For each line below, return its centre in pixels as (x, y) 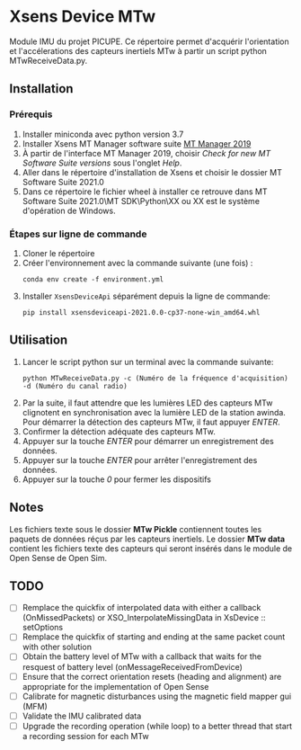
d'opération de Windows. (69, 210)
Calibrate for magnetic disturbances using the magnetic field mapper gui (157, 696)
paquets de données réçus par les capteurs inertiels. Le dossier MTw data (147, 539)
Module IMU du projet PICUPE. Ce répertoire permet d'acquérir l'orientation (149, 41)
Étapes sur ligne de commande (78, 234)
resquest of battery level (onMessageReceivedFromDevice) (132, 666)
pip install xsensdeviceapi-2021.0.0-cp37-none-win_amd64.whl (141, 312)
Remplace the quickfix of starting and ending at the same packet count (154, 637)
